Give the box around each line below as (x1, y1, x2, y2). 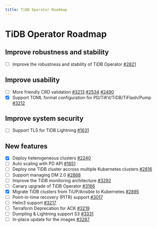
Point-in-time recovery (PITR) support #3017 (12, 194, 103, 200)
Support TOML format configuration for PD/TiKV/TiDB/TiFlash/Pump (12, 94, 152, 100)
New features (5, 142, 48, 151)
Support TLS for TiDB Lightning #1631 (12, 127, 89, 133)
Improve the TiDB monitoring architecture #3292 (12, 177, 112, 183)
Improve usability (5, 76, 60, 84)
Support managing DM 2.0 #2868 (12, 172, 81, 178)
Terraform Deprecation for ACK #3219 (12, 205, 90, 211)
